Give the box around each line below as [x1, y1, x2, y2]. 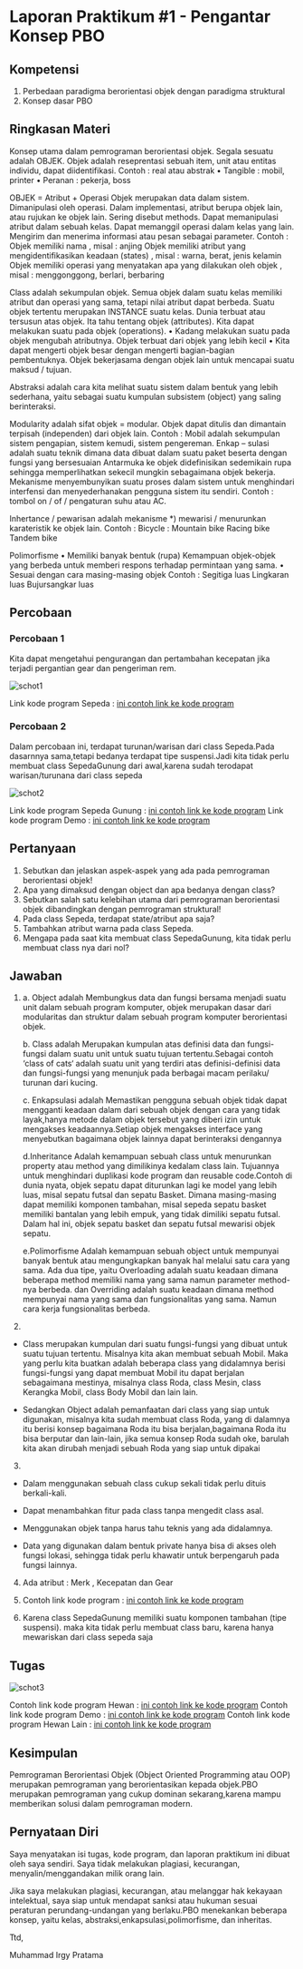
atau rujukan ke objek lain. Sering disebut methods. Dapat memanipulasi [9, 211, 279, 222]
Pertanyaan [9, 841, 77, 856]
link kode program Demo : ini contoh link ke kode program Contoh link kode [9, 1710, 291, 1720]
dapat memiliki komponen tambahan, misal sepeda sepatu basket [22, 1199, 267, 1210]
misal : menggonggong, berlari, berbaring [9, 269, 165, 280]
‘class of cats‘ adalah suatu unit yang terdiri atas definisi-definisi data [22, 1058, 280, 1069]
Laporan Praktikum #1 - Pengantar [9, 6, 271, 27]
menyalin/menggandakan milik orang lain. [9, 1867, 165, 1878]
